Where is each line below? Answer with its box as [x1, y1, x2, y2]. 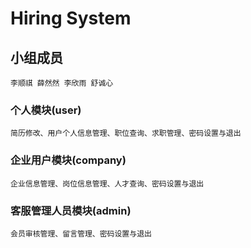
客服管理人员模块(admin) [10, 203, 132, 217]
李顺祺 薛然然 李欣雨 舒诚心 [10, 78, 114, 88]
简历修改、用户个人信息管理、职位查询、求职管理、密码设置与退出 [10, 128, 242, 139]
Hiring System [10, 7, 132, 30]
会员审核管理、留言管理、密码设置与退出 [10, 228, 152, 239]
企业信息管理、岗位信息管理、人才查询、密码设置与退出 [10, 178, 205, 189]
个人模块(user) [10, 103, 82, 117]
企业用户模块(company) [10, 153, 127, 167]
